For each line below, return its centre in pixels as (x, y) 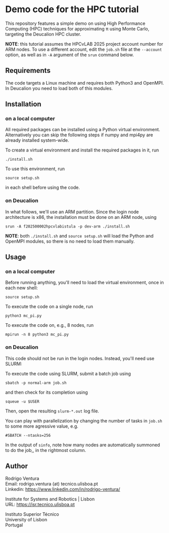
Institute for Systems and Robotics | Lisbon (50, 499)
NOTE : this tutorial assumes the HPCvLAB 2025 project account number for (84, 44)
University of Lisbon (26, 519)
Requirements (28, 71)
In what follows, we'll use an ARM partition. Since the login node (72, 212)
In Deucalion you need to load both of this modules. (59, 88)
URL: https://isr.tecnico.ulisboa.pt (40, 504)
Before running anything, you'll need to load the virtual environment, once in (85, 283)
